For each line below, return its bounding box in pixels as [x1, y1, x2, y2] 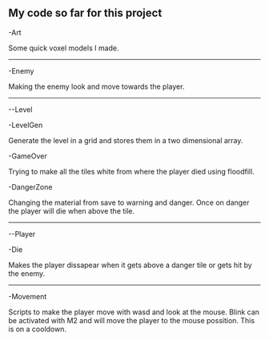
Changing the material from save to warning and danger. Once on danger [8, 198, 250, 207]
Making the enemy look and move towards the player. [8, 82, 185, 91]
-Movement [8, 291, 47, 301]
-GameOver [8, 151, 47, 161]
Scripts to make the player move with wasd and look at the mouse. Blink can [8, 307, 260, 317]
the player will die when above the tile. [8, 206, 135, 215]
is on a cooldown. [8, 324, 66, 334]
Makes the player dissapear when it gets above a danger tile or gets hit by [8, 260, 252, 270]
